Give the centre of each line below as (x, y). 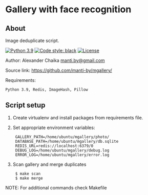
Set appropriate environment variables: (54, 127)
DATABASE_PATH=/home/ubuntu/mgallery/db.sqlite (67, 141)
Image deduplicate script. (32, 40)
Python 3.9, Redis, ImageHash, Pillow (47, 90)
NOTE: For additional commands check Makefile (56, 187)
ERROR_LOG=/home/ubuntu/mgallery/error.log (62, 155)
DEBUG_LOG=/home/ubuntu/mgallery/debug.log (62, 150)
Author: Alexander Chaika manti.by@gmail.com (55, 60)
